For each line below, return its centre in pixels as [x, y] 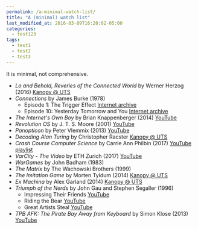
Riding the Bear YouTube [55, 201]
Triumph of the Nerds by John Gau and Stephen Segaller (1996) [94, 188]
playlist [24, 149]
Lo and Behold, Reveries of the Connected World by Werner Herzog [99, 86]
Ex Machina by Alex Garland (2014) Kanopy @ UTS [79, 181]
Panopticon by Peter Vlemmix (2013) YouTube [72, 130]
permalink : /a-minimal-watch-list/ [51, 12]
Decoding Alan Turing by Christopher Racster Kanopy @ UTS [91, 137]
